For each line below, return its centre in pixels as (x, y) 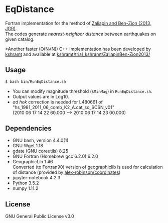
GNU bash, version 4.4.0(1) (40, 140)
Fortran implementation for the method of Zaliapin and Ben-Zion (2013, (78, 23)
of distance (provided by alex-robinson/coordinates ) (66, 172)
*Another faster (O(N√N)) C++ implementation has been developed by (78, 49)
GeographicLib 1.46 (33, 162)
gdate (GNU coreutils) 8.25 (40, 151)
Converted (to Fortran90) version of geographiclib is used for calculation (88, 167)
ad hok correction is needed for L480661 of (57, 102)
